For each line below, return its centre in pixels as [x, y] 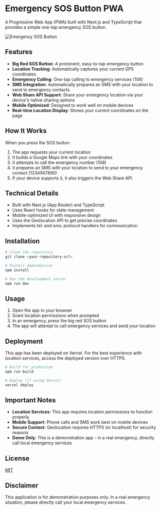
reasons [20, 432]
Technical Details [32, 193]
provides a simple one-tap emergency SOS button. [56, 27]
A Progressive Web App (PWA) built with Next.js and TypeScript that [73, 22]
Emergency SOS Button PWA [64, 9]
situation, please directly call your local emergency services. [66, 502]
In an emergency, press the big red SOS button [59, 321]
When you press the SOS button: [38, 142]
